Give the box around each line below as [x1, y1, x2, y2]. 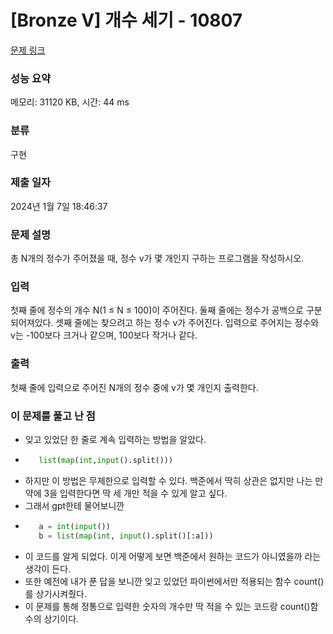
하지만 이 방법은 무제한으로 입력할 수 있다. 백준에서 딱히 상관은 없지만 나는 [24, 474, 313, 486]
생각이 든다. [24, 562, 72, 575]
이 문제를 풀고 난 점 [10, 409, 96, 423]
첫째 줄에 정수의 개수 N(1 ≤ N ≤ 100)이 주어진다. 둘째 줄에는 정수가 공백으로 [10, 304, 304, 316]
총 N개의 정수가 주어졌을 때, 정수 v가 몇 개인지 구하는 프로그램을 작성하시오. [10, 252, 305, 265]
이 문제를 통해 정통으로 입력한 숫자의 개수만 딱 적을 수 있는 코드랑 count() [24, 600, 311, 612]
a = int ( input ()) [38, 521, 111, 531]
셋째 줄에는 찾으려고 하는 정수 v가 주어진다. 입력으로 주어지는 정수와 [55, 317, 320, 329]
